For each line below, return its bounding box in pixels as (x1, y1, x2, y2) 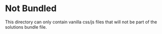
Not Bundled (5, 3, 57, 14)
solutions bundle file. (5, 24, 47, 30)
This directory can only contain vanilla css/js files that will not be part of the (5, 19, 157, 25)
